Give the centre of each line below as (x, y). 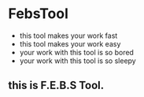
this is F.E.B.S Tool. (56, 86)
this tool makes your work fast (68, 35)
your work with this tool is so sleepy (78, 61)
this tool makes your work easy (70, 43)
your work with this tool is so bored (76, 52)
